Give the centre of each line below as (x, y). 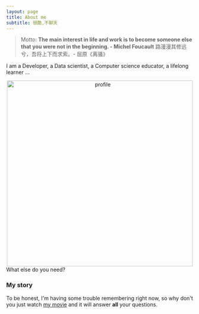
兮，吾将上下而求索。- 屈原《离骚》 (64, 54)
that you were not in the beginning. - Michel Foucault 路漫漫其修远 (104, 47)
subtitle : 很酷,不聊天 (32, 23)
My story (19, 285)
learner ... (18, 73)
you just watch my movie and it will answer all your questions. (82, 304)
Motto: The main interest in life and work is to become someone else (106, 40)
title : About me (26, 17)
